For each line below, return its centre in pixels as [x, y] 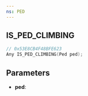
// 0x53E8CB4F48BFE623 [34, 49]
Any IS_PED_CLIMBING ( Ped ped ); [45, 54]
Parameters [28, 73]
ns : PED [16, 11]
